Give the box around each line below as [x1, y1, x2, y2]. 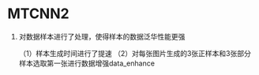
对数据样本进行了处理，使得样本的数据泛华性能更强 [18, 32, 186, 41]
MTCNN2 [7, 5, 69, 23]
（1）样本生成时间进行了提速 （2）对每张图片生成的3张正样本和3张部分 [18, 48, 252, 58]
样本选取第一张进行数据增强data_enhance [18, 58, 156, 68]
